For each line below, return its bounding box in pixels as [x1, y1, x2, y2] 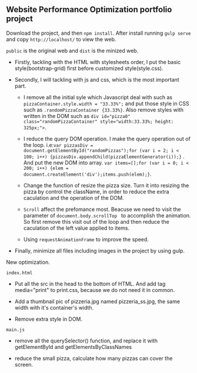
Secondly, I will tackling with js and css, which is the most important [14, 76, 179, 83]
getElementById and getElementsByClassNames [14, 343, 132, 350]
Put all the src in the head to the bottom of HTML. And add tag [14, 280, 166, 287]
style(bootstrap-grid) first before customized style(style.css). [14, 65, 163, 72]
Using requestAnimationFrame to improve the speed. [23, 236, 149, 243]
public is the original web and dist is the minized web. [6, 47, 139, 54]
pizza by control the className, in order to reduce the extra [23, 188, 169, 195]
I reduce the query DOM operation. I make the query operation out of [23, 135, 191, 142]
